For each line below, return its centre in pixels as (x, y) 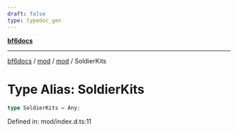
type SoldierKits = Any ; (44, 108)
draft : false (27, 14)
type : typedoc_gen (34, 20)
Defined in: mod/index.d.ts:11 (50, 121)
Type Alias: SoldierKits (76, 89)
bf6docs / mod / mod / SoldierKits (57, 61)
